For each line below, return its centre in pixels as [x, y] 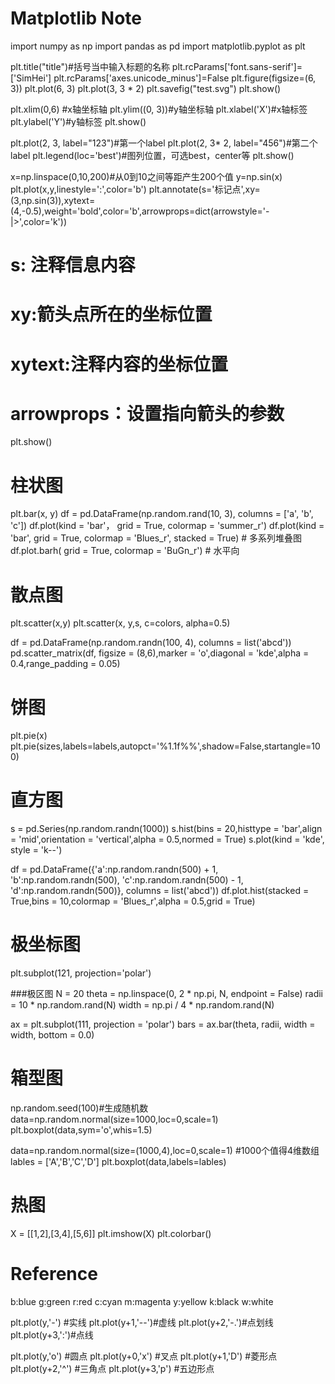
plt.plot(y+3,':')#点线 [52, 1334]
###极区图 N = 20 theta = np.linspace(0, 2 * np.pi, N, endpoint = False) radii [167, 994]
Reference [54, 1274]
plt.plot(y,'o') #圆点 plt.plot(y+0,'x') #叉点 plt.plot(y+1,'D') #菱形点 [144, 1356]
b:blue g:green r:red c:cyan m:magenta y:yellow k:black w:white [142, 1301]
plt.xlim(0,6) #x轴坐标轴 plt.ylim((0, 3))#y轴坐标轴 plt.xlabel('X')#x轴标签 [159, 109]
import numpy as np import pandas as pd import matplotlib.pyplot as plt [158, 46]
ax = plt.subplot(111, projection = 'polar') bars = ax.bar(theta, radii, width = [163, 1024]
